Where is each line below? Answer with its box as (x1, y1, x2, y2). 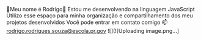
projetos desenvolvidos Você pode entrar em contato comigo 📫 (6, 19, 168, 26)
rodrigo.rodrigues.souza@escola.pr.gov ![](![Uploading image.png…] (6, 27, 179, 34)
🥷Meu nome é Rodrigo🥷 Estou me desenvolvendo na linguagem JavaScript (6, 6, 196, 13)
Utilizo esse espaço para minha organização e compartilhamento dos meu (6, 12, 194, 19)
